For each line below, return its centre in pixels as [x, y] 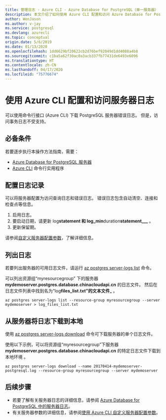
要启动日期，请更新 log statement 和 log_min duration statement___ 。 [83, 221]
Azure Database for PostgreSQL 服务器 [52, 162]
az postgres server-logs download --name [48, 366]
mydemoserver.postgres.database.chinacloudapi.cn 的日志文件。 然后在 [81, 285]
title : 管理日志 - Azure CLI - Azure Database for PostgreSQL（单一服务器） [82, 10]
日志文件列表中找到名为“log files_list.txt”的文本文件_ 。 [61, 291]
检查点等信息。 [20, 205]
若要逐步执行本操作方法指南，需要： [42, 151]
